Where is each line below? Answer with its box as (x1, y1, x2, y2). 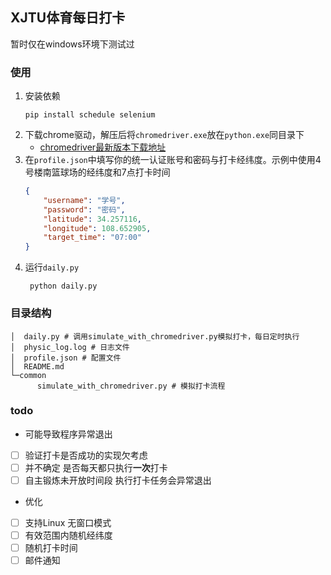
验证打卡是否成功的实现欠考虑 (24, 449, 148, 461)
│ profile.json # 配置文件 (10, 353, 122, 363)
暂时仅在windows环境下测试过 (10, 38, 135, 50)
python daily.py (29, 281, 98, 292)
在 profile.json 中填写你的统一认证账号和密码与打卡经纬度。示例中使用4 (24, 154, 322, 166)
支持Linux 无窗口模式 (24, 517, 112, 529)
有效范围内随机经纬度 (24, 529, 113, 542)
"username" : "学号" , (43, 195, 126, 205)
